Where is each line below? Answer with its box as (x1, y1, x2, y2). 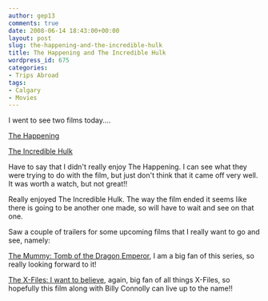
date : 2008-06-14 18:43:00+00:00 (8, 26, 120, 34)
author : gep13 (8, 11, 56, 20)
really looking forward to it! (8, 259, 98, 269)
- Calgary (8, 86, 42, 94)
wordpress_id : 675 (8, 57, 70, 65)
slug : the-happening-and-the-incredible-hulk (8, 42, 162, 50)
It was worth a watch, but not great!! (8, 179, 128, 189)
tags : (8, 78, 26, 86)
